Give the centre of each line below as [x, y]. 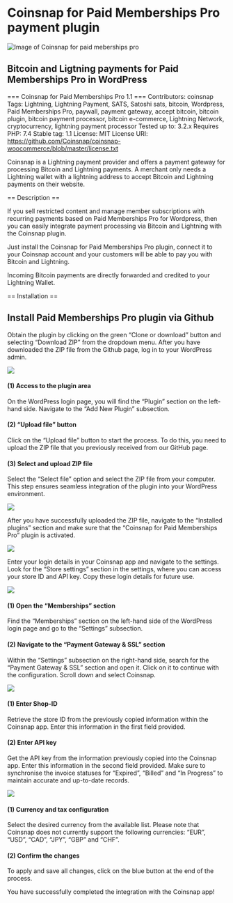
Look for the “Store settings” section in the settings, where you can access [114, 569]
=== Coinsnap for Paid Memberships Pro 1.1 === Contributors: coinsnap [111, 96]
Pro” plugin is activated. [41, 535]
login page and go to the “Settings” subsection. [75, 628]
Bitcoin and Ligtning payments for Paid [93, 69]
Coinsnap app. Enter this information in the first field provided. [96, 727]
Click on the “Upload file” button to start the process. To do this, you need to [117, 440]
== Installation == [33, 296]
